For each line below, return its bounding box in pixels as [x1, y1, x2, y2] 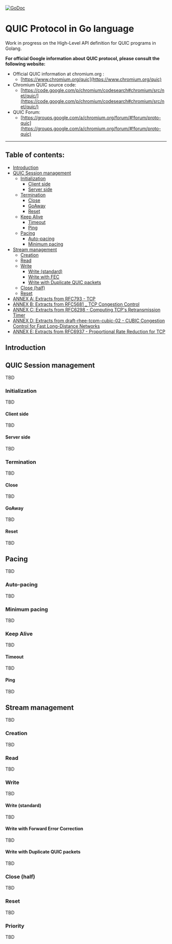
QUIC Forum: [12, 109, 40, 115]
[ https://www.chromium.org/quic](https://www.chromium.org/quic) [20, 76, 162, 82]
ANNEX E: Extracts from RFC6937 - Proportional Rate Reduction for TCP [12, 328, 165, 335]
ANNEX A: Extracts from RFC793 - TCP [12, 295, 96, 302]
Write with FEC [28, 273, 60, 280]
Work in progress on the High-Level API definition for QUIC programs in [5, 40, 156, 46]
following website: [5, 61, 46, 67]
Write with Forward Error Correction [5, 826, 83, 832]
